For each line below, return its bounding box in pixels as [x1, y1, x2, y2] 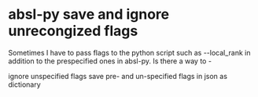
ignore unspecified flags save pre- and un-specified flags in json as [8, 71, 228, 81]
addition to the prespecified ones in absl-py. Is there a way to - [8, 56, 212, 66]
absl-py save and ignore [8, 5, 170, 23]
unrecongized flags [8, 22, 138, 40]
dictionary [8, 80, 41, 89]
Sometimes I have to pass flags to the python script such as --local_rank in [8, 48, 251, 57]
